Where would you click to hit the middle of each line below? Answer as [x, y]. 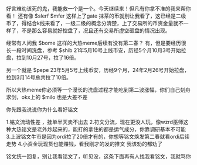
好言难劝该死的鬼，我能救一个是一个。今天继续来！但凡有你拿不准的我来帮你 [98, 8]
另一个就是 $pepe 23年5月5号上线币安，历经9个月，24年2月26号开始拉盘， [98, 70]
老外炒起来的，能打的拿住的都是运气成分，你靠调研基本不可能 [111, 129]
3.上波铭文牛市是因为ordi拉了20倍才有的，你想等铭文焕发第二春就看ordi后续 [98, 137]
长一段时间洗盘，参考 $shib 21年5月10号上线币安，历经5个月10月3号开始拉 [96, 50]
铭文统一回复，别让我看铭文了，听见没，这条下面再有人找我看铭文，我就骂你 [98, 156]
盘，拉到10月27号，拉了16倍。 [43, 58]
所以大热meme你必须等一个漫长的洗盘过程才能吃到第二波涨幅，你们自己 [93, 90]
